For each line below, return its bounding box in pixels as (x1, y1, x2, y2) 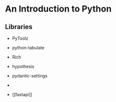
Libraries (5, 23, 33, 31)
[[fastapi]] (12, 92, 33, 97)
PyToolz (12, 35, 28, 41)
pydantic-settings (12, 73, 48, 78)
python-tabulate (12, 45, 45, 50)
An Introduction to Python (5, 3, 112, 15)
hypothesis (12, 64, 34, 69)
